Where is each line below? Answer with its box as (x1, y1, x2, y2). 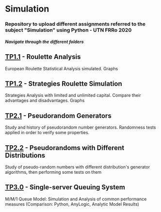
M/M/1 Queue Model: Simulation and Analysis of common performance (5, 196, 147, 202)
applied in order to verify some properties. (5, 130, 90, 136)
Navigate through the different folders (5, 39, 84, 45)
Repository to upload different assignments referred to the (5, 21, 145, 28)
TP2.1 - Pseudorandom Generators (5, 111, 112, 120)
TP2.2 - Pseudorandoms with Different (5, 144, 125, 152)
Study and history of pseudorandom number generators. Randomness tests (5, 124, 156, 130)
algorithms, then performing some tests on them (5, 169, 102, 175)
